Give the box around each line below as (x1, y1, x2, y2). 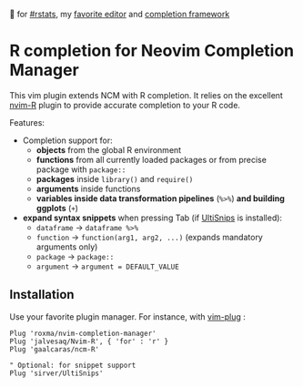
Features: (9, 117, 45, 127)
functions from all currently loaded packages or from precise (35, 154, 267, 165)
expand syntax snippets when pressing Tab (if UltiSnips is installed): (22, 212, 283, 223)
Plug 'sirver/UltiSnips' (9, 369, 104, 378)
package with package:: (35, 164, 126, 175)
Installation (9, 287, 75, 302)
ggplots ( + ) (35, 202, 79, 213)
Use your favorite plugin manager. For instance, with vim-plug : (9, 311, 246, 322)
